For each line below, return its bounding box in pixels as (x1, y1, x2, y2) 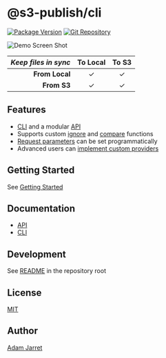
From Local (33, 69, 71, 79)
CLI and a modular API (17, 122, 81, 131)
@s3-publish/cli (7, 5, 102, 21)
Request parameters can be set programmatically (17, 137, 158, 145)
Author (7, 325, 38, 337)
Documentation (7, 202, 76, 214)
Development (7, 248, 67, 260)
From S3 (42, 80, 71, 90)
